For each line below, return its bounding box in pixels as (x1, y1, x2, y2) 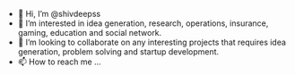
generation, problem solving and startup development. (17, 46, 220, 57)
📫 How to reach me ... (17, 56, 101, 67)
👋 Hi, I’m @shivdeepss (17, 9, 101, 19)
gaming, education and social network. (17, 28, 162, 37)
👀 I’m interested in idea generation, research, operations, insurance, (17, 18, 269, 29)
